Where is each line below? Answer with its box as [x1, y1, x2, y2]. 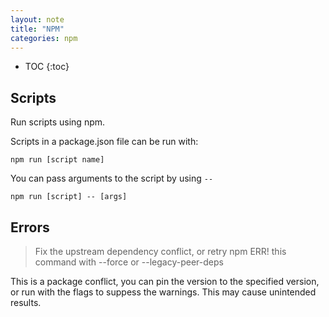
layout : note [10, 14, 65, 25]
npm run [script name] [10, 155, 105, 165]
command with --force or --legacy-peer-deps [34, 256, 224, 268]
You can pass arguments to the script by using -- [10, 172, 214, 185]
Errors [10, 219, 50, 236]
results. [10, 297, 42, 308]
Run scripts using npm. [10, 116, 106, 128]
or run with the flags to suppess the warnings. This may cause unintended [10, 286, 317, 298]
